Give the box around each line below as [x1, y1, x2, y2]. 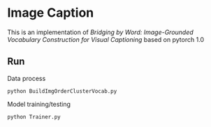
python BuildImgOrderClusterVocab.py [7, 87, 117, 95]
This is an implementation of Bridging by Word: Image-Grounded [7, 28, 194, 36]
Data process [7, 74, 46, 82]
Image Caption [7, 5, 94, 21]
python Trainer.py [7, 113, 61, 120]
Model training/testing [7, 100, 71, 108]
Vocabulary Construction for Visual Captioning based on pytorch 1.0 [7, 35, 205, 43]
